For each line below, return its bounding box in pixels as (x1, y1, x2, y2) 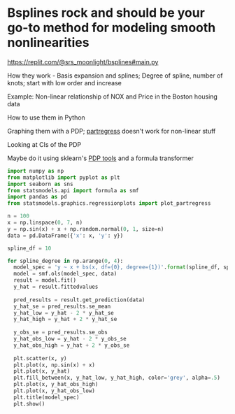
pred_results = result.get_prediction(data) (13, 296, 145, 304)
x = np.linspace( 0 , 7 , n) (7, 219, 83, 227)
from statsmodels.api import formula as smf (7, 187, 139, 194)
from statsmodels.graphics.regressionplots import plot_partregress (7, 200, 211, 207)
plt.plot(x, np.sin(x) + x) (13, 362, 96, 369)
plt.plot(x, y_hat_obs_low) (13, 387, 96, 394)
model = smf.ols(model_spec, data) (13, 271, 117, 278)
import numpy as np (7, 167, 64, 174)
